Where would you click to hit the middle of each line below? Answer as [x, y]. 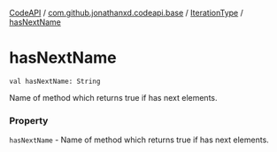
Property [29, 120]
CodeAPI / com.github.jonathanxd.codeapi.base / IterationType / [126, 13]
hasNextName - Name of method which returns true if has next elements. [139, 140]
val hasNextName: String [55, 81]
